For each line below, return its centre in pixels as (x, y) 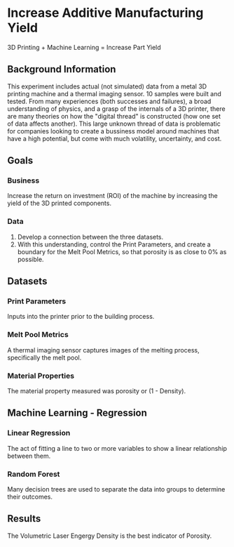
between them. (29, 456)
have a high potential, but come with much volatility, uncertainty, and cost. (115, 138)
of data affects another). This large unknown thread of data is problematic (114, 124)
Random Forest (34, 474)
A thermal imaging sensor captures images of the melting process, (103, 350)
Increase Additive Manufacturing (105, 13)
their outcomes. (30, 497)
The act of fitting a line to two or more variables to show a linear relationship (117, 448)
